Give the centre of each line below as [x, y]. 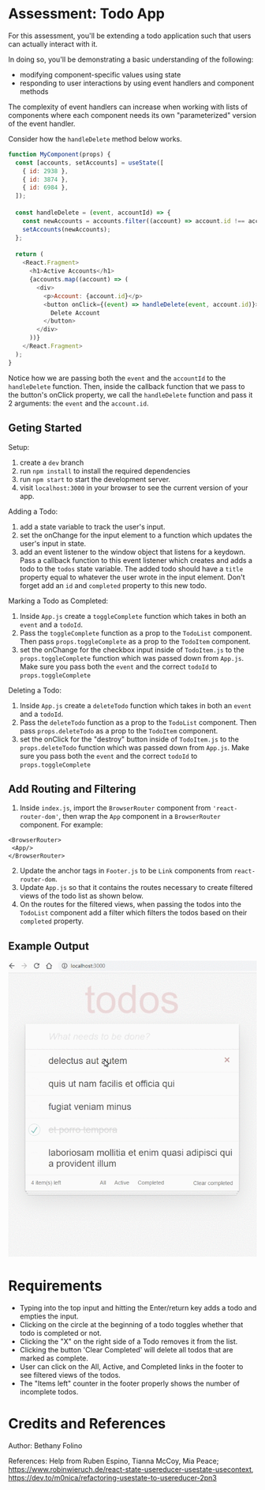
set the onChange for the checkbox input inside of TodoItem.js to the [132, 650]
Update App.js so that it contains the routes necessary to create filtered [136, 888]
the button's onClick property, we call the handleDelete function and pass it [131, 394]
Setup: [19, 447]
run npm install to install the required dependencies [105, 470]
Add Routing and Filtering [72, 788]
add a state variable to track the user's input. [92, 526]
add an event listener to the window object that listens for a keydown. [132, 552]
